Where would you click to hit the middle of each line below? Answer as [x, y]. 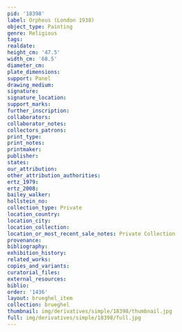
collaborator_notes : [37, 124]
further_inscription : [39, 111]
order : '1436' [28, 292]
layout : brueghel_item [40, 299]
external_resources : [37, 279]
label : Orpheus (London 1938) [51, 20]
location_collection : [39, 227]
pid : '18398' [26, 14]
